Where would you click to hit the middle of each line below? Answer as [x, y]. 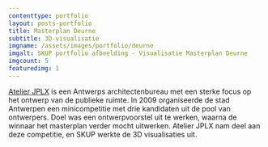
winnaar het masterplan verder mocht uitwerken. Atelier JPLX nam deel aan [134, 125]
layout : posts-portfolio [50, 23]
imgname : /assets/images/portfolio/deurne [81, 46]
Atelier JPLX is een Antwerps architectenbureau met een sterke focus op [130, 91]
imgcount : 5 [28, 61]
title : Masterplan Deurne [52, 31]
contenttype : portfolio [49, 16]
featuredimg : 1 [34, 69]
